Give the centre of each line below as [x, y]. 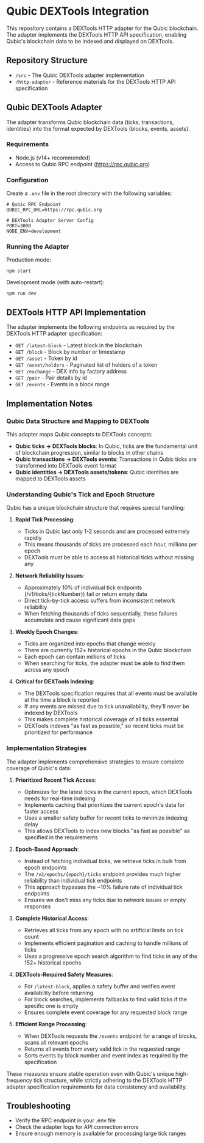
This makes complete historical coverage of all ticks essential [101, 719]
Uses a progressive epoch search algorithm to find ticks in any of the [111, 956]
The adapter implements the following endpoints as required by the [90, 327]
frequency [19, 1080]
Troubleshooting [39, 1105]
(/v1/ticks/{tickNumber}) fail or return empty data [86, 594]
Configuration [27, 180]
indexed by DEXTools [51, 713]
